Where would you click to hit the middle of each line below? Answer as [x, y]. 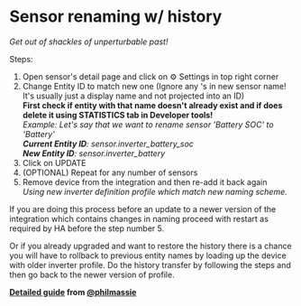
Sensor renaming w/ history [116, 17]
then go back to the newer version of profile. [92, 274]
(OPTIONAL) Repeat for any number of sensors [110, 172]
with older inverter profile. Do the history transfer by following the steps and [150, 264]
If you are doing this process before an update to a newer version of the [143, 209]
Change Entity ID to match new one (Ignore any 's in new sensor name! [154, 86]
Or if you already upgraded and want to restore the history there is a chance [150, 246]
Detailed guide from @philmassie [73, 292]
